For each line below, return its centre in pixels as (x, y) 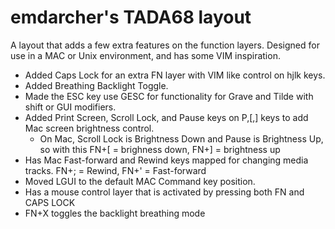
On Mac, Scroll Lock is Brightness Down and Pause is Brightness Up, (181, 138)
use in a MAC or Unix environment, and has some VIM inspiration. (145, 55)
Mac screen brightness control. (89, 128)
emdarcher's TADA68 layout (131, 17)
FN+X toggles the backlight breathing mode (115, 213)
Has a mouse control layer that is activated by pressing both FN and (164, 192)
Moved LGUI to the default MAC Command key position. (140, 181)
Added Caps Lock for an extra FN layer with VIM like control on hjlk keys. (175, 75)
